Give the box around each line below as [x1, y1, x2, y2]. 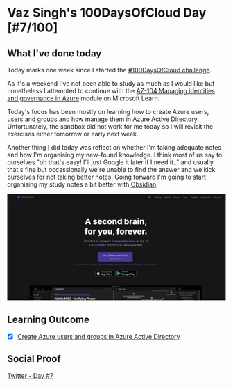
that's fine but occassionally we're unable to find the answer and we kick [7, 166, 216, 173]
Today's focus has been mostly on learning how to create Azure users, [7, 108, 209, 116]
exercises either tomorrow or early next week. [7, 130, 139, 138]
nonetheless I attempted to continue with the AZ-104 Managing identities [7, 87, 215, 95]
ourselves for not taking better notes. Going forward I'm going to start [7, 173, 207, 181]
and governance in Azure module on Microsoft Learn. [7, 94, 160, 102]
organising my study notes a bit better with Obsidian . [7, 180, 158, 189]
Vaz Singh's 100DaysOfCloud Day [7, 5, 207, 21]
